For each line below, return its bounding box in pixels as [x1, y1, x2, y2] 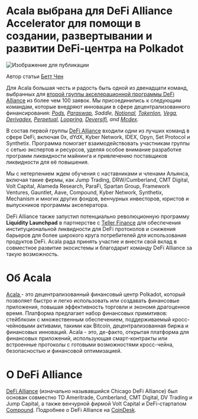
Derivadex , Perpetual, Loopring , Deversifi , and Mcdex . [6, 115, 139, 122]
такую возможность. [6, 250, 59, 258]
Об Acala [6, 271, 52, 285]
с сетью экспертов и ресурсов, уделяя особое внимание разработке [6, 146, 182, 153]
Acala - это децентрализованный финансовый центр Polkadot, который [6, 291, 186, 298]
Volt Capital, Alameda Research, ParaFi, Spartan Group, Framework [6, 182, 170, 190]
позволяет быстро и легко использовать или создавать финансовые [6, 297, 180, 304]
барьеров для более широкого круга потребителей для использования [6, 232, 187, 239]
